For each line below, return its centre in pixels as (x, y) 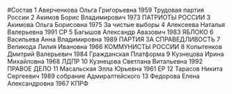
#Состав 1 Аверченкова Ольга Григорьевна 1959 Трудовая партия (106, 10)
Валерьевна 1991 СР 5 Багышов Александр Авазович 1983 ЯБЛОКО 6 (110, 32)
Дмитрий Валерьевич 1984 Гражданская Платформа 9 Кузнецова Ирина (116, 54)
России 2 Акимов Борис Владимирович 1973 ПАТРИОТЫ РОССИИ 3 (109, 17)
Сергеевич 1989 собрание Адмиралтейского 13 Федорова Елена (103, 76)
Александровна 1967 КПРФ (48, 83)
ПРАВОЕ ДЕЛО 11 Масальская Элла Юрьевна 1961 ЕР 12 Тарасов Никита (115, 69)
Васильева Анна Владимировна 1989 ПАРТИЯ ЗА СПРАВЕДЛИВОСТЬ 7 (114, 39)
